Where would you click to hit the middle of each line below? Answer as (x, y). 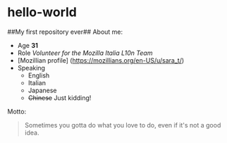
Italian (37, 82)
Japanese (43, 90)
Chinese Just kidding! (60, 98)
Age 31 (28, 45)
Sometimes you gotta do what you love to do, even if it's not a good (123, 125)
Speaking (31, 68)
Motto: (17, 111)
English (39, 75)
